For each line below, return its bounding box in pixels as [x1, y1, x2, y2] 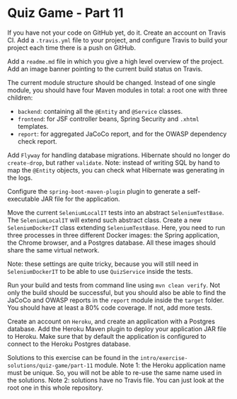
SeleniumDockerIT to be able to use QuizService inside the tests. [7, 267, 193, 275]
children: [7, 93, 33, 102]
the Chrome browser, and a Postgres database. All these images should [7, 238, 216, 247]
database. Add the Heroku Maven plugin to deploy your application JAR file [7, 324, 227, 333]
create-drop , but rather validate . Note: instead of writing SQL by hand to [7, 158, 221, 167]
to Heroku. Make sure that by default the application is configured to [7, 332, 207, 340]
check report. [17, 137, 58, 146]
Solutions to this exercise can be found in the [7, 353, 139, 362]
